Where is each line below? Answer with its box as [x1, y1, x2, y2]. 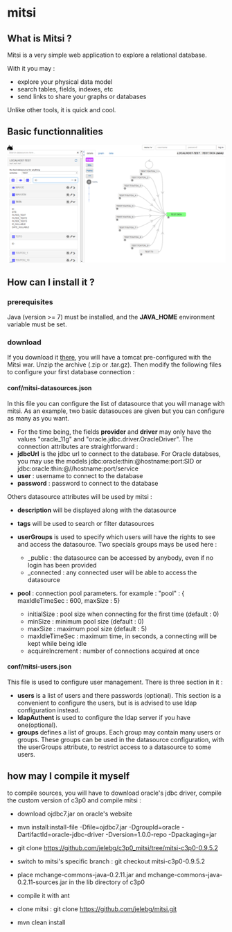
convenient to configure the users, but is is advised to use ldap [17, 698, 197, 707]
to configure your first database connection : [7, 368, 135, 376]
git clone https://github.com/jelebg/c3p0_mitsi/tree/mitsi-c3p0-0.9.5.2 [17, 843, 218, 852]
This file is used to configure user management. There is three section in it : [7, 678, 223, 686]
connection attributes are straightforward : [17, 442, 139, 450]
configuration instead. [17, 705, 80, 714]
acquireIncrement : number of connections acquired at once [27, 647, 199, 655]
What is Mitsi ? [7, 33, 73, 44]
